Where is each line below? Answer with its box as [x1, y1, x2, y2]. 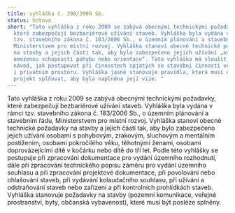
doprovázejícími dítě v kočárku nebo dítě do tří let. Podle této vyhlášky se [7, 146, 218, 154]
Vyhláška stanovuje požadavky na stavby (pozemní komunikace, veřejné [7, 191, 217, 199]
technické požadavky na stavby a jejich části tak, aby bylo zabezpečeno [7, 124, 215, 133]
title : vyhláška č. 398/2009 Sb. [7, 10, 105, 17]
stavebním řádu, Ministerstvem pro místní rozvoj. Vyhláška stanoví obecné [7, 117, 222, 125]
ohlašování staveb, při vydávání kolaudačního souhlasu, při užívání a [7, 176, 205, 184]
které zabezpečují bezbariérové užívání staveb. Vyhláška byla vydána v [7, 102, 213, 110]
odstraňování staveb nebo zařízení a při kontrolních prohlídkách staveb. [7, 183, 213, 192]
